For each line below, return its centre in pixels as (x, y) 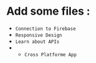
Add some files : (48, 11)
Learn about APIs (37, 42)
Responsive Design (39, 35)
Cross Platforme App (50, 54)
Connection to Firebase (46, 29)
